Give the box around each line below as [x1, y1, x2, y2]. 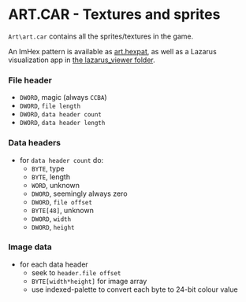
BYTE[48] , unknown [31, 205, 95, 215]
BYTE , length [31, 171, 71, 182]
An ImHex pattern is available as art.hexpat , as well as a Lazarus [8, 46, 217, 56]
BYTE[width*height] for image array [31, 276, 147, 285]
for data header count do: [19, 155, 104, 164]
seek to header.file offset [31, 267, 121, 277]
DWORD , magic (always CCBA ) [19, 93, 108, 102]
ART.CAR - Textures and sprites [8, 6, 221, 24]
